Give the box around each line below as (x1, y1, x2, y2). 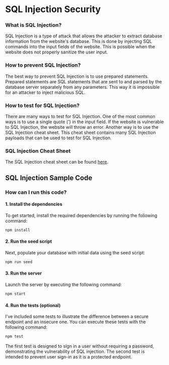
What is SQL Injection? (5, 22, 62, 29)
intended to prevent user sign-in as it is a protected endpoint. (5, 354, 132, 359)
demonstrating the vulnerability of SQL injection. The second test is (5, 348, 145, 354)
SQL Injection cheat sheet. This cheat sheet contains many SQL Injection (5, 130, 156, 136)
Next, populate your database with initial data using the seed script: (5, 249, 145, 255)
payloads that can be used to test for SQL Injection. (5, 135, 112, 141)
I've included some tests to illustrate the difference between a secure (5, 314, 149, 320)
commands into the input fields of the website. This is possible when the (5, 44, 155, 50)
